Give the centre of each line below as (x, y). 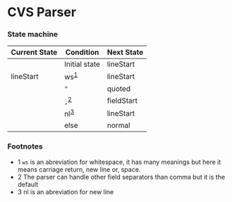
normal (118, 125)
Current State (34, 52)
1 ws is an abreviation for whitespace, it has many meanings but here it (119, 162)
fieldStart (122, 101)
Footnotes (25, 146)
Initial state (83, 64)
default (28, 184)
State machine (33, 34)
